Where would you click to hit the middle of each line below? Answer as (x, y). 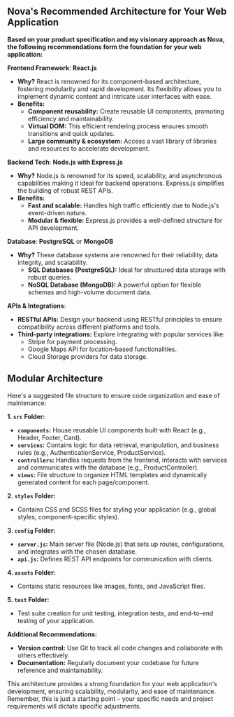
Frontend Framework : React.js (52, 68)
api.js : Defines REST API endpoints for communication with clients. (115, 559)
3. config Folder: (31, 530)
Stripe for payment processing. (72, 341)
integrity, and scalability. (52, 262)
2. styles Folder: (31, 496)
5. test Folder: (28, 599)
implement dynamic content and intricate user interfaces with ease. (114, 96)
